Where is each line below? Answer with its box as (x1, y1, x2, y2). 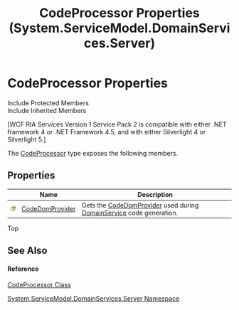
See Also (7, 245, 48, 257)
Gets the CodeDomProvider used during (81, 201, 199, 209)
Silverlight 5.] (7, 135, 46, 144)
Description (137, 191, 173, 199)
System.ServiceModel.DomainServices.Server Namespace (7, 294, 180, 303)
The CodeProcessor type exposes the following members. (7, 149, 179, 157)
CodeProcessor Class (7, 280, 71, 289)
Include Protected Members (7, 98, 89, 107)
